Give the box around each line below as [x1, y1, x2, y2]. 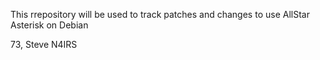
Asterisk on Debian [10, 19, 89, 31]
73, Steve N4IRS [10, 39, 78, 50]
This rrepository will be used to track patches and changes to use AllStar [10, 9, 310, 20]
